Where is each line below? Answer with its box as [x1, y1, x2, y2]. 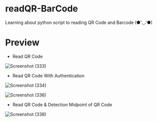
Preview [5, 37, 40, 48]
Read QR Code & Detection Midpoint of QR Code [12, 102, 112, 108]
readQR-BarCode [5, 3, 78, 14]
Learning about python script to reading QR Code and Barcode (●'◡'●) [5, 19, 153, 25]
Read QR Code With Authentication [12, 73, 85, 79]
